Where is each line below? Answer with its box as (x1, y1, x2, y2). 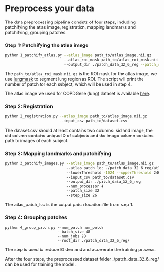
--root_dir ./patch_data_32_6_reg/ (57, 238, 130, 243)
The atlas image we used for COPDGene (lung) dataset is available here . (5, 91, 150, 96)
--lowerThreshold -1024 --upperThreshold (66, 170, 152, 175)
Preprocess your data (5, 3, 94, 14)
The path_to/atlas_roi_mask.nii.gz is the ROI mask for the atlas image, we (5, 70, 157, 76)
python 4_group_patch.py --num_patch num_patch (5, 225, 104, 230)
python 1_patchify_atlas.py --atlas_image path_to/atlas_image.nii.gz (5, 53, 152, 58)
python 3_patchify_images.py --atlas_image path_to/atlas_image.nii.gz (5, 161, 154, 166)
